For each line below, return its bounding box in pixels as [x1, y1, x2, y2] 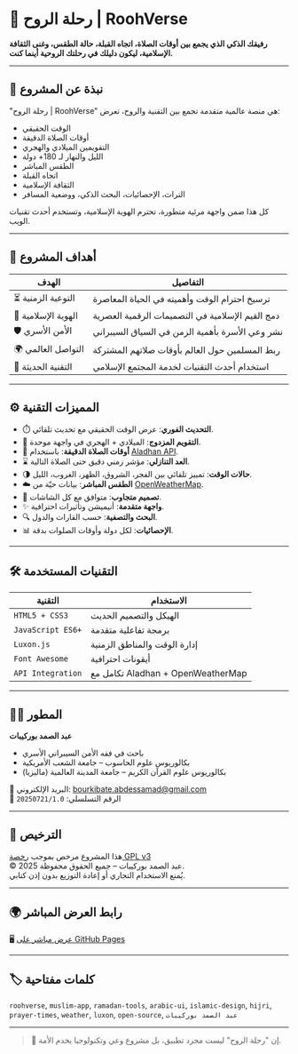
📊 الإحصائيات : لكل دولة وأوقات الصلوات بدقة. [21, 525, 174, 536]
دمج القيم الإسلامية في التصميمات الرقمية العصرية [92, 309, 280, 322]
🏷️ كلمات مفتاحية [9, 972, 95, 987]
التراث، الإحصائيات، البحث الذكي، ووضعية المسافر [21, 188, 186, 199]
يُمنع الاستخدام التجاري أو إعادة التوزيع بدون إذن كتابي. [9, 869, 186, 880]
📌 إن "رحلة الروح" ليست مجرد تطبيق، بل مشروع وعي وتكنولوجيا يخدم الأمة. [30, 1035, 282, 1046]
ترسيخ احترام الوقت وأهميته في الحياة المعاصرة [92, 293, 271, 306]
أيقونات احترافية [90, 653, 151, 666]
